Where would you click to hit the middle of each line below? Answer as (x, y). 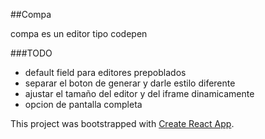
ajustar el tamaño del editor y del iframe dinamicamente (139, 93)
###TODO (31, 53)
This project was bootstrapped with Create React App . (122, 123)
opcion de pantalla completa (83, 104)
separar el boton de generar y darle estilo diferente (130, 83)
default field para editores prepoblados (105, 72)
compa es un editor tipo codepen (79, 33)
